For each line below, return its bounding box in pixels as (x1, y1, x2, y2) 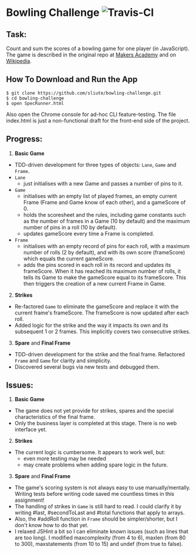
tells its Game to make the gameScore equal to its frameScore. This (23, 274, 187, 281)
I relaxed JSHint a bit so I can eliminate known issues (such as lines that (14, 528, 189, 535)
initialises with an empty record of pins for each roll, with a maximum (23, 242, 190, 250)
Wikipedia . (6, 58, 32, 64)
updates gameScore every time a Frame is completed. (23, 230, 154, 237)
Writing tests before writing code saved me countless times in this (14, 491, 174, 498)
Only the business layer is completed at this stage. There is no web (14, 420, 177, 427)
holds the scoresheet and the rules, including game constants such (23, 211, 186, 218)
